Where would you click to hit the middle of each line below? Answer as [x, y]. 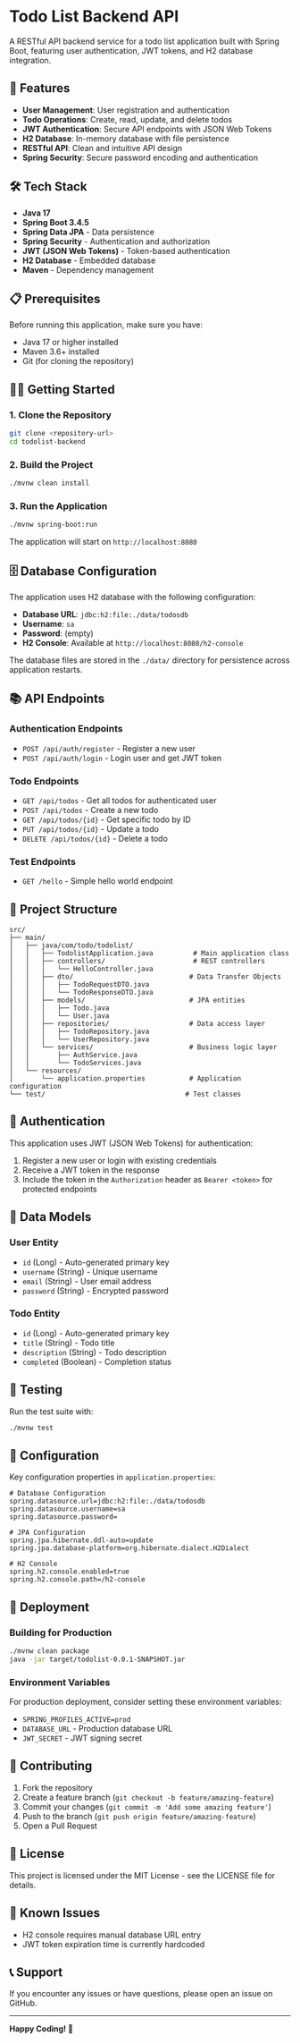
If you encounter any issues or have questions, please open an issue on [141, 1994]
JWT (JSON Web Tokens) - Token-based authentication [126, 250]
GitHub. [23, 2003]
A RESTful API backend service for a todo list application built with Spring [144, 41]
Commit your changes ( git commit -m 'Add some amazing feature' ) [147, 1806]
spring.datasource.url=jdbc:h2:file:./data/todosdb [107, 1501]
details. [23, 1885]
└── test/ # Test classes [125, 1094]
